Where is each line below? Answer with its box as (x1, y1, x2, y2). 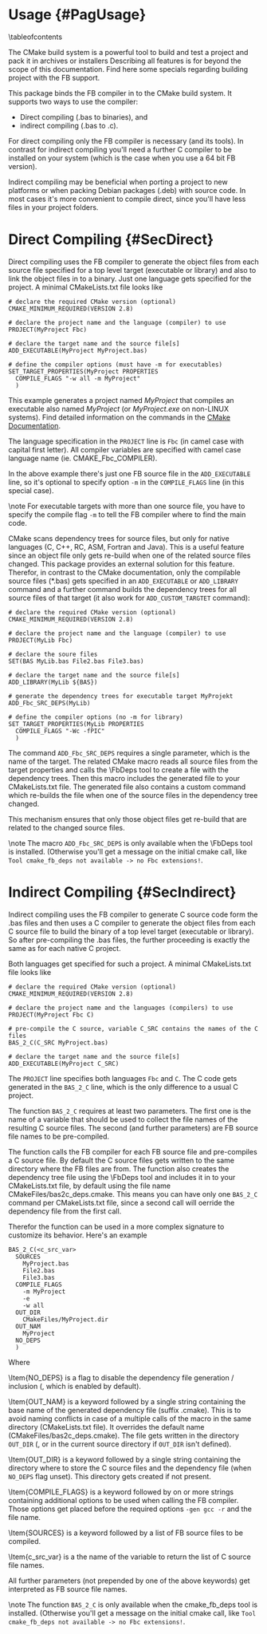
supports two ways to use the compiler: (8, 97, 139, 106)
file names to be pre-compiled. (8, 1131, 110, 1141)
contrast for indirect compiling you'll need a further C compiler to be (8, 144, 233, 154)
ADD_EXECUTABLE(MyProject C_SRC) (8, 1060, 120, 1068)
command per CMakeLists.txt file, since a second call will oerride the (8, 1198, 235, 1207)
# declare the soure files (8, 650, 98, 658)
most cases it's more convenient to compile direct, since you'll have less (8, 194, 246, 203)
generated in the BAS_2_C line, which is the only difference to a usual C (8, 1082, 239, 1091)
